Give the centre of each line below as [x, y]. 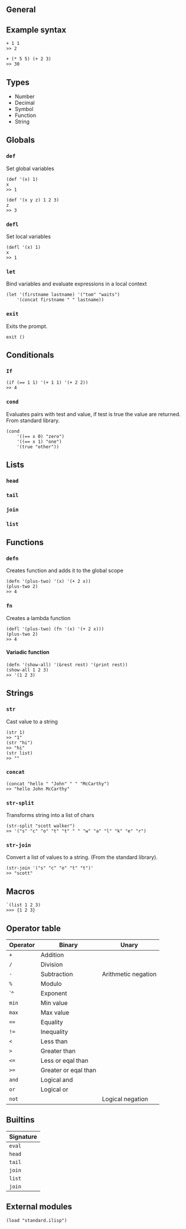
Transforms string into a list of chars [50, 815]
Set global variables [30, 168]
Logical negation [125, 1099]
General [21, 10]
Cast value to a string [32, 721]
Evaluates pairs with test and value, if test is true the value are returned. [94, 414]
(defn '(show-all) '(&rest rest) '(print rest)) [67, 664]
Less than [54, 1042]
